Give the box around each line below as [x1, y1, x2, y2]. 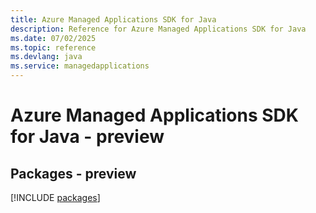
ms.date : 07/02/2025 [10, 33, 97, 43]
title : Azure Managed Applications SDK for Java [10, 14, 217, 25]
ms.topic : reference [10, 42, 97, 53]
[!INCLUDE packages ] [10, 192, 101, 203]
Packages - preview [10, 165, 137, 182]
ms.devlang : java [10, 52, 83, 62]
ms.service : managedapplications [10, 61, 150, 71]
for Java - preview [10, 126, 165, 148]
